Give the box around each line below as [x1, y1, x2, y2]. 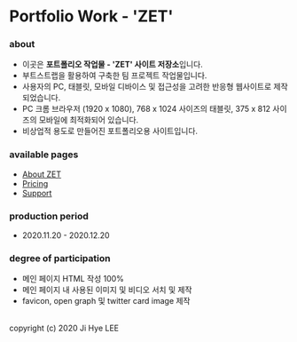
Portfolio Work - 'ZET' [9, 6, 174, 27]
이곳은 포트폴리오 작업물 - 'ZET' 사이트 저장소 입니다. [21, 60, 204, 70]
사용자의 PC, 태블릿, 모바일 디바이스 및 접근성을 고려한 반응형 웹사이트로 [21, 82, 272, 92]
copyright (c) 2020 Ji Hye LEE [9, 322, 120, 334]
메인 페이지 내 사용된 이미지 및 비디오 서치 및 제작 [21, 284, 192, 295]
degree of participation [9, 252, 111, 264]
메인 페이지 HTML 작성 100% [21, 274, 124, 284]
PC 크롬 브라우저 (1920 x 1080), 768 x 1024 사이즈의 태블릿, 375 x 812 [21, 104, 271, 115]
